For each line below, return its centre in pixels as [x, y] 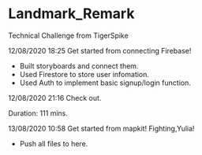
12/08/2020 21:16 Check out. [55, 98]
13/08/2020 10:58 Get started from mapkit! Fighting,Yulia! [101, 128]
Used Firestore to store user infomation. [84, 74]
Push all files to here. [54, 143]
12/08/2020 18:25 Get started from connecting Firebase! [100, 50]
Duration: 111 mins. [38, 113]
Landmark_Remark [71, 14]
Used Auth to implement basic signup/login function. [105, 83]
